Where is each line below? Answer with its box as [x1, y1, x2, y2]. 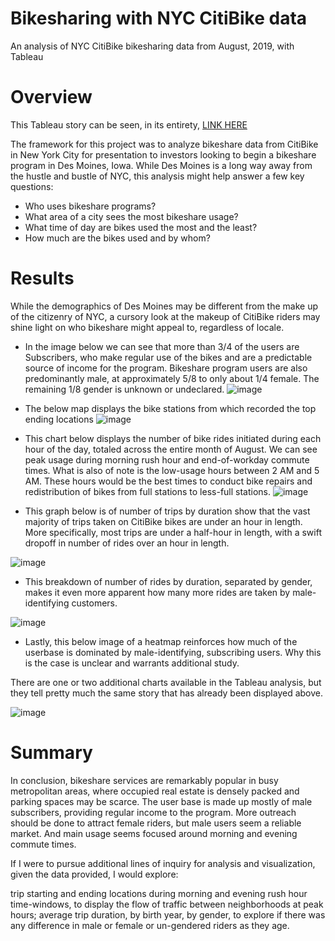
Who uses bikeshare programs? [24, 200, 157, 212]
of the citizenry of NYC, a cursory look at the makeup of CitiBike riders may [10, 310, 321, 322]
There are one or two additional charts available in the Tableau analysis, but [10, 676, 322, 688]
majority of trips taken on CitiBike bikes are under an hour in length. [24, 515, 303, 527]
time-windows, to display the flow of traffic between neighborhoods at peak [10, 898, 324, 910]
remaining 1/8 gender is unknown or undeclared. [24, 383, 225, 395]
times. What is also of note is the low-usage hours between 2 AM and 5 [24, 464, 320, 476]
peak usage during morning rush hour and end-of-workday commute [24, 453, 310, 466]
